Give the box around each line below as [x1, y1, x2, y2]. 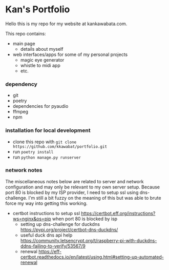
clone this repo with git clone [12, 139, 77, 145]
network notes [5, 167, 43, 174]
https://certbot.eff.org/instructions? [81, 210, 156, 216]
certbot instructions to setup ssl [12, 210, 80, 216]
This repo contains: [5, 30, 46, 36]
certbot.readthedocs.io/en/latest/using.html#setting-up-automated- [20, 254, 164, 260]
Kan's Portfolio [5, 4, 70, 15]
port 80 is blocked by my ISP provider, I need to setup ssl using [5, 189, 139, 196]
